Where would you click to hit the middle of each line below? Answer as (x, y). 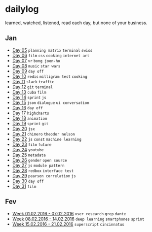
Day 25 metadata (29, 155)
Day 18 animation (30, 118)
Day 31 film (24, 186)
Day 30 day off (28, 181)
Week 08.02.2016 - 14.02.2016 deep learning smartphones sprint (78, 219)
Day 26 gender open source (40, 160)
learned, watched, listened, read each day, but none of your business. (76, 23)
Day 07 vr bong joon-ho (36, 61)
